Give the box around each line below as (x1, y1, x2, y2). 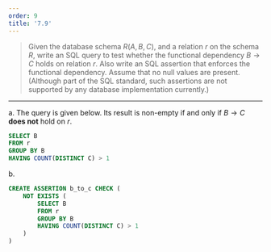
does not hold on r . (8, 116, 73, 126)
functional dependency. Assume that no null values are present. (27, 67, 240, 77)
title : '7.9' (8, 19, 52, 27)
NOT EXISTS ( (23, 191, 67, 200)
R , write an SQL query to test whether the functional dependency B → (27, 50, 261, 60)
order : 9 (8, 11, 38, 20)
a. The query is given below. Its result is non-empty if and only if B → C (8, 107, 246, 117)
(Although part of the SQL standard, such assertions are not (27, 76, 227, 86)
